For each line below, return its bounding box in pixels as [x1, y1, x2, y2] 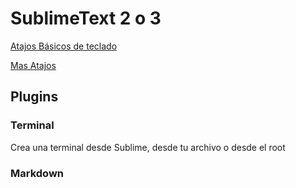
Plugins [10, 88, 59, 106]
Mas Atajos [10, 59, 57, 71]
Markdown [10, 166, 64, 180]
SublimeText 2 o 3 [10, 7, 162, 30]
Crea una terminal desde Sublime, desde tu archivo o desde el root [10, 141, 286, 153]
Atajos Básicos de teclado [10, 40, 118, 52]
